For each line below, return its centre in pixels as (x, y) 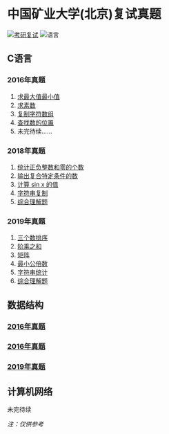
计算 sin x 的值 (38, 184)
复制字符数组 (35, 114)
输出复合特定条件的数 (47, 175)
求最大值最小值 (38, 96)
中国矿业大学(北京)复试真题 (84, 14)
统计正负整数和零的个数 (50, 167)
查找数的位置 (35, 123)
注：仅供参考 (25, 424)
